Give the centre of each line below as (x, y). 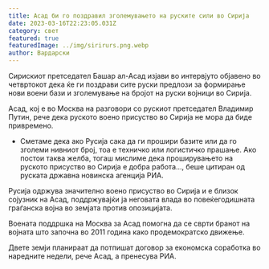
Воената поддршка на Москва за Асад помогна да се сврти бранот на (129, 223)
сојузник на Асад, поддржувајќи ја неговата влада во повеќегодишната (132, 199)
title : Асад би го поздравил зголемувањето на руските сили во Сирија (129, 16)
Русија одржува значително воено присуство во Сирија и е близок (123, 191)
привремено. (31, 126)
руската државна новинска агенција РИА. (92, 175)
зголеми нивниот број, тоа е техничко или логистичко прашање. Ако (138, 150)
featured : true (34, 38)
